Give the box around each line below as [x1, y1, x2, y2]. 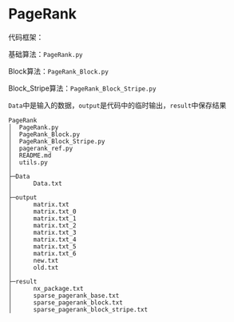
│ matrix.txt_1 [8, 214, 77, 223]
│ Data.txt [8, 179, 62, 187]
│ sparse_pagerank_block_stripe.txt [8, 305, 149, 313]
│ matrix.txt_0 [8, 207, 77, 215]
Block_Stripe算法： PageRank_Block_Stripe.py [8, 83, 157, 93]
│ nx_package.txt [8, 284, 84, 292]
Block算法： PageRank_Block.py [8, 66, 109, 76]
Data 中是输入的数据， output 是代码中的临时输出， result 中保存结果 [8, 100, 227, 110]
